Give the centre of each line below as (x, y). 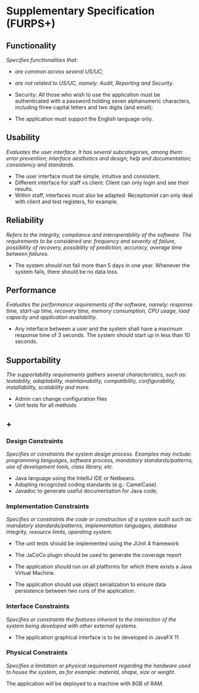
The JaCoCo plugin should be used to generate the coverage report (98, 555)
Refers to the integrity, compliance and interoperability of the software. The (99, 234)
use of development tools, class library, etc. (60, 466)
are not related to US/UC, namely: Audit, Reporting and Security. (94, 83)
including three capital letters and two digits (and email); (84, 107)
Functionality (31, 46)
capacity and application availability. (52, 317)
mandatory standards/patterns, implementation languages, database (92, 525)
